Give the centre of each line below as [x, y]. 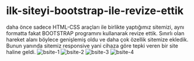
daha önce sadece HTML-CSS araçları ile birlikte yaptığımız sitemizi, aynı [95, 27]
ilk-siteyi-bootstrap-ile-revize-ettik [95, 11]
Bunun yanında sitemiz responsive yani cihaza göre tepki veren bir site [92, 46]
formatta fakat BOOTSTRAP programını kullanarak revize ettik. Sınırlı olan [96, 33]
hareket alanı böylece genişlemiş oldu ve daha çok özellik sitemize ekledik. [97, 39]
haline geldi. [21, 52]
